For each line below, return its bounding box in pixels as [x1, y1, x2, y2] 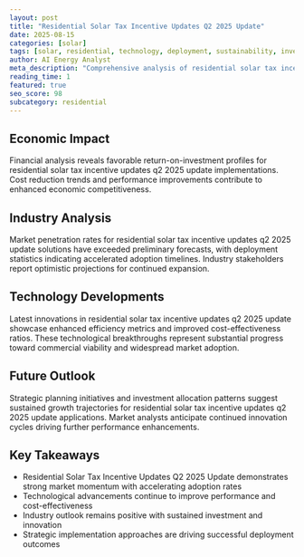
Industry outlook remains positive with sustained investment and [22, 510, 263, 521]
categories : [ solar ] [9, 38, 88, 48]
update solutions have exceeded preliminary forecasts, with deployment [9, 244, 279, 254]
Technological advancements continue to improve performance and [22, 491, 276, 502]
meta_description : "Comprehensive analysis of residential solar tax [9, 64, 278, 73]
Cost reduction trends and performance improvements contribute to [9, 174, 263, 186]
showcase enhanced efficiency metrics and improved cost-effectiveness [9, 322, 281, 333]
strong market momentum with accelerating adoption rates [22, 481, 242, 492]
